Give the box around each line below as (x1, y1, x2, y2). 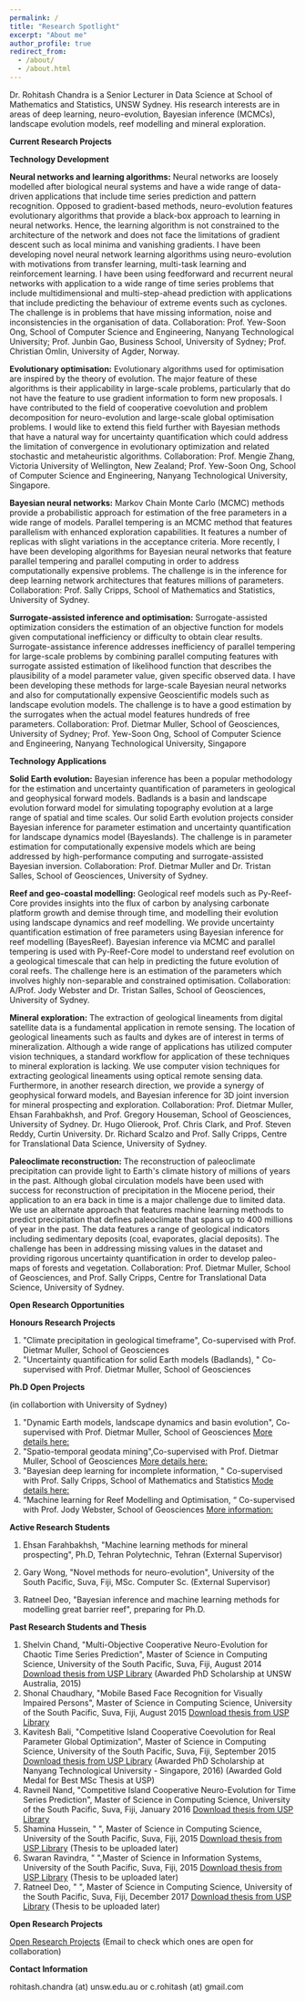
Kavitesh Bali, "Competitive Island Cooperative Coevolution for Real (22, 1726, 276, 1737)
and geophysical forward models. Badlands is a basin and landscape (9, 793, 267, 804)
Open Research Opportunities (9, 1299, 125, 1310)
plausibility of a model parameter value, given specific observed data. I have (9, 669, 296, 680)
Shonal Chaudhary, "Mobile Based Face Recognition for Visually (22, 1687, 263, 1698)
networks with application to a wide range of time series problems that (9, 277, 275, 288)
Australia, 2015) (22, 1677, 82, 1688)
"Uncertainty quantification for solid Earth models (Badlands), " (22, 1353, 260, 1364)
